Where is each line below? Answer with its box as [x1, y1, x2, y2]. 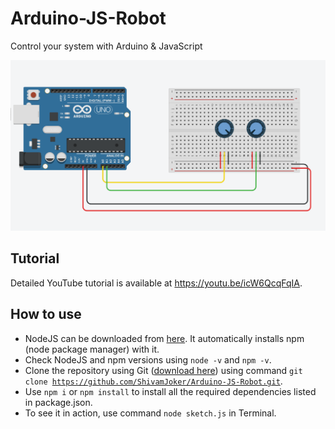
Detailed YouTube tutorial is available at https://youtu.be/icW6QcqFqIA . [10, 277, 303, 289]
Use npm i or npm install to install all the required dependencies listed [24, 385, 317, 397]
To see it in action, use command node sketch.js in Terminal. [24, 407, 277, 419]
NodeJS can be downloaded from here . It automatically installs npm [24, 332, 305, 344]
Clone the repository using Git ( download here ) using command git [24, 364, 303, 376]
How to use [10, 306, 82, 323]
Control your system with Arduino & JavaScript [10, 40, 203, 52]
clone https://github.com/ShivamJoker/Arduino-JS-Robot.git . [24, 375, 283, 387]
